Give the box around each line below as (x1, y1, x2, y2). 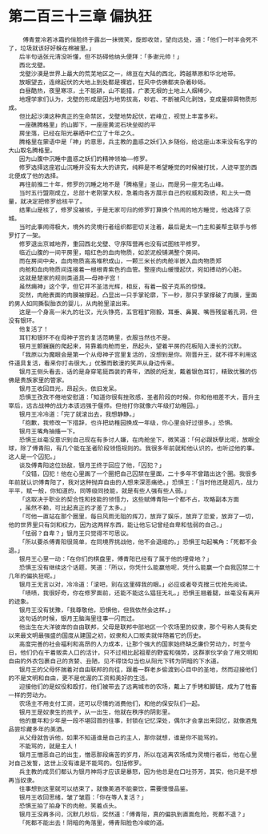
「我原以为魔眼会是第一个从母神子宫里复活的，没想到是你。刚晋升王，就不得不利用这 (18, 350, 258, 359)
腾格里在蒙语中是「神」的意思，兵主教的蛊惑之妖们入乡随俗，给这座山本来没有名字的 (18, 138, 258, 146)
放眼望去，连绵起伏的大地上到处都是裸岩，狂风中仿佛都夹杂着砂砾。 (18, 78, 210, 87)
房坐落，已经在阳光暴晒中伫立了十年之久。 (18, 129, 138, 137)
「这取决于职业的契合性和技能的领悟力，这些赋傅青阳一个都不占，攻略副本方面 (18, 495, 240, 503)
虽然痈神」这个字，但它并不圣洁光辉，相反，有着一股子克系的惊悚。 (18, 282, 210, 291)
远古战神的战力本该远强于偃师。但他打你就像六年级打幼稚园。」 (26, 401, 202, 409)
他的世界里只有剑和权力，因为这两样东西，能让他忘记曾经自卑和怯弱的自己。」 (8, 521, 226, 529)
